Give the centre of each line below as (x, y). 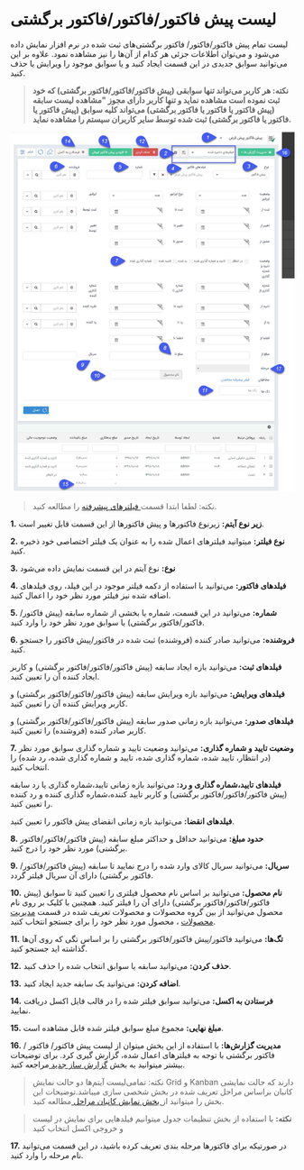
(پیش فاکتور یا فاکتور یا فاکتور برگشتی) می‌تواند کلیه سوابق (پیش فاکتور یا (153, 109)
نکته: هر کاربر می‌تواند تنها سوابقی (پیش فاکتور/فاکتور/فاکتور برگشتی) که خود (161, 90)
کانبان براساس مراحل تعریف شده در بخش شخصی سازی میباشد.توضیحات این (162, 1092)
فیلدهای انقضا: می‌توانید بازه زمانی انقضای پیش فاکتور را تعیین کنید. (123, 821)
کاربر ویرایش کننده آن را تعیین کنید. (69, 704)
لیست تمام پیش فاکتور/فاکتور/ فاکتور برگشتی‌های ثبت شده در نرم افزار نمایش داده (149, 44)
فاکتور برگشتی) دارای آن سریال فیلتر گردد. (82, 875)
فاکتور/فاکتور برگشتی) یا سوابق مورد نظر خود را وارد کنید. (108, 623)
